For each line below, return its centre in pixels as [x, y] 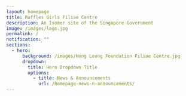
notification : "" [28, 39]
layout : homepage [28, 12]
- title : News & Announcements [72, 78]
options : [39, 73]
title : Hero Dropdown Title [62, 67]
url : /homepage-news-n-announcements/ [86, 84]
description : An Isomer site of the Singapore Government [80, 23]
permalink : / [22, 34]
